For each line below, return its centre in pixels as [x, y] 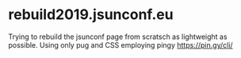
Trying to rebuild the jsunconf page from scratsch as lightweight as [118, 37]
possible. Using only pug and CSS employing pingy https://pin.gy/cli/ [120, 44]
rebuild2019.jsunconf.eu [91, 15]
